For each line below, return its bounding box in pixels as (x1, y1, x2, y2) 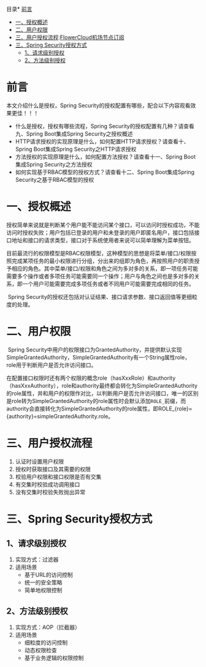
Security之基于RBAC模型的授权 (15, 176, 94, 183)
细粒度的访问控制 (24, 639, 68, 646)
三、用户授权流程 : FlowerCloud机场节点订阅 (15, 34, 124, 41)
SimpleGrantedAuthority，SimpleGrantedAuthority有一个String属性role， (6, 353, 191, 361)
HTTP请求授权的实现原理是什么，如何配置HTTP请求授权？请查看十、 (15, 137, 189, 145)
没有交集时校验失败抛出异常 (15, 488, 86, 496)
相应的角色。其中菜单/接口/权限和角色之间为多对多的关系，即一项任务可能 (11, 265, 199, 272)
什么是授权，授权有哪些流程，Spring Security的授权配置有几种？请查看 (15, 122, 194, 130)
